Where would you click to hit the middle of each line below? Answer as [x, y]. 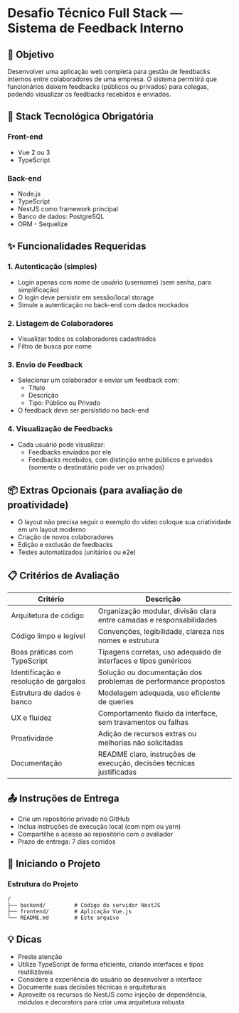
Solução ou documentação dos [150, 672]
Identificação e [36, 672]
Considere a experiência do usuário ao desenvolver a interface [110, 979]
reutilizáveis [35, 972]
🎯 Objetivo [31, 54]
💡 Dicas [25, 939]
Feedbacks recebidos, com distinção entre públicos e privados [121, 460]
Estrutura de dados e [46, 693]
